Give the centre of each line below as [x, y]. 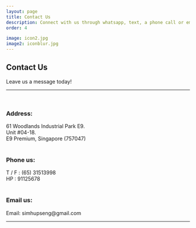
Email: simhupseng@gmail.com [44, 213]
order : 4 [17, 28]
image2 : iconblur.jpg [32, 44]
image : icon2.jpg [27, 39]
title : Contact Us [28, 17]
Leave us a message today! [39, 81]
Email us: [19, 201]
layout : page [22, 11]
